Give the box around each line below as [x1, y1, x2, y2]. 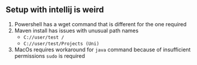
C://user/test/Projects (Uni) [23, 41, 100, 47]
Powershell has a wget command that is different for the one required [14, 20, 187, 27]
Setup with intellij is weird [5, 5, 104, 15]
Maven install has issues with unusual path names [14, 27, 139, 34]
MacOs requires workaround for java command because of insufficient [14, 46, 191, 53]
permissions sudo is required [14, 52, 86, 59]
